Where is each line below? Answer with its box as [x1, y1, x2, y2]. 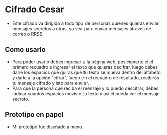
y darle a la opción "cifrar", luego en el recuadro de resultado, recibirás [12, 74, 159, 81]
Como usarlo [5, 45, 46, 54]
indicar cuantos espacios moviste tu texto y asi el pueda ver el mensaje [12, 90, 160, 96]
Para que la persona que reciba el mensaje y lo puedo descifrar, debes [12, 85, 159, 91]
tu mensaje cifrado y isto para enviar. [12, 80, 89, 86]
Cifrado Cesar [5, 4, 64, 15]
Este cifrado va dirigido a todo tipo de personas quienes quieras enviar [12, 20, 159, 26]
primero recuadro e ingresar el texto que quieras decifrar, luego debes [12, 64, 158, 70]
